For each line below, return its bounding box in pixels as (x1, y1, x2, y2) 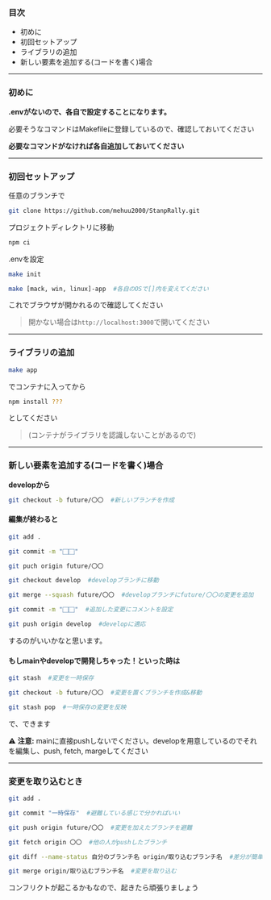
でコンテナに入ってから (8, 381, 86, 391)
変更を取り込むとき (8, 776, 83, 787)
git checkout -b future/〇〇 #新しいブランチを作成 (8, 496, 175, 504)
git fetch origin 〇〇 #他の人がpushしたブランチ (8, 838, 168, 846)
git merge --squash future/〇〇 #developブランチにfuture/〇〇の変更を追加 (8, 591, 254, 599)
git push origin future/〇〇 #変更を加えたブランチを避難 (8, 823, 193, 831)
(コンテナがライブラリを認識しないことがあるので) (27, 430, 197, 440)
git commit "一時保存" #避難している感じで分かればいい (8, 809, 181, 817)
